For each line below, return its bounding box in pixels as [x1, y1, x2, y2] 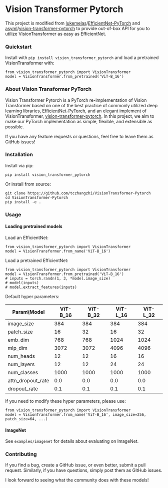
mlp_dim [7, 344, 27, 351]
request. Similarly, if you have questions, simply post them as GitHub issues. [5, 467, 162, 473]
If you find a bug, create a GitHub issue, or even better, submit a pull [5, 462, 146, 468]
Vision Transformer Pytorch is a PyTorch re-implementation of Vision [5, 97, 147, 103]
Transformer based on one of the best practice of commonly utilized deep [5, 102, 158, 108]
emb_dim [7, 336, 29, 343]
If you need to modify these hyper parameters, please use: [5, 398, 126, 404]
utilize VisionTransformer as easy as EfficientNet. [5, 31, 106, 37]
